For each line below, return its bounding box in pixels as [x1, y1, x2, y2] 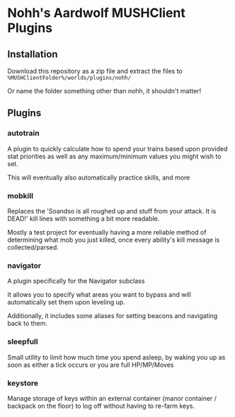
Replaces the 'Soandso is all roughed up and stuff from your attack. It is [7, 206, 217, 215]
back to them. [7, 319, 48, 328]
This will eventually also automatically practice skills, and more [7, 173, 190, 182]
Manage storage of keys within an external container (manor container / [7, 394, 217, 402]
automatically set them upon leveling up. [7, 298, 125, 307]
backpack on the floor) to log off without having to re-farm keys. [7, 401, 195, 410]
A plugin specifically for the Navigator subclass [7, 277, 145, 286]
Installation [7, 48, 58, 60]
